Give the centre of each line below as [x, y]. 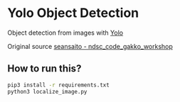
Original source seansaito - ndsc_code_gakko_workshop [90, 46]
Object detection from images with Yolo [65, 33]
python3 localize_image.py [47, 91]
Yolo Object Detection [73, 13]
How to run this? [44, 69]
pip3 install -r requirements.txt [59, 85]
